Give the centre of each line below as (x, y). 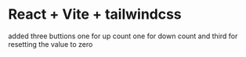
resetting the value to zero (51, 44)
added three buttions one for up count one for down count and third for (123, 36)
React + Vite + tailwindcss (95, 14)
